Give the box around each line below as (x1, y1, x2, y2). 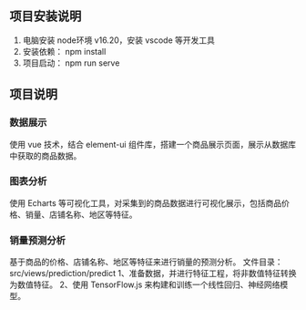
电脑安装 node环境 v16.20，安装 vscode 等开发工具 (22, 35, 216, 46)
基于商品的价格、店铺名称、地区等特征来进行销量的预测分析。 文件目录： (9, 256, 283, 267)
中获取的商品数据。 (9, 150, 82, 161)
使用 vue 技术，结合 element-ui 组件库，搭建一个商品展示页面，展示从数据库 (9, 139, 296, 150)
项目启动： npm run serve (22, 57, 120, 68)
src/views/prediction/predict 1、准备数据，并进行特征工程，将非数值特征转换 (9, 268, 297, 279)
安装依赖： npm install (22, 46, 107, 57)
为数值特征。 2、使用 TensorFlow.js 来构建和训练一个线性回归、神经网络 (9, 279, 280, 290)
